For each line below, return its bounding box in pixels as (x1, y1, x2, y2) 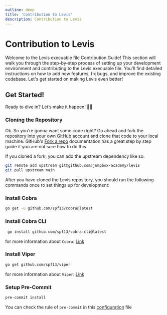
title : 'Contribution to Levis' (5, 12, 73, 17)
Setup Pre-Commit (5, 283, 52, 290)
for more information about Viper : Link (5, 271, 84, 277)
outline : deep (5, 7, 35, 13)
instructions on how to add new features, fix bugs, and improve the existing (5, 71, 161, 77)
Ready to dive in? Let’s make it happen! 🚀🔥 (5, 104, 93, 110)
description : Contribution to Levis (5, 17, 82, 22)
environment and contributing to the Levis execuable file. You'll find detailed (5, 66, 162, 72)
